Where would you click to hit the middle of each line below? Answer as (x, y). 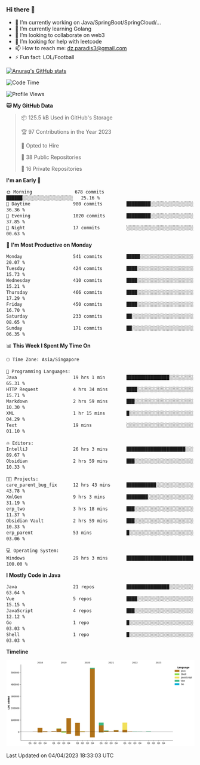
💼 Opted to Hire (40, 146)
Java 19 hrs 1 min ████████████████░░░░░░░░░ (100, 378)
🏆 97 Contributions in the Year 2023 (66, 132)
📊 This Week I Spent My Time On (48, 346)
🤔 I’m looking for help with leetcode (58, 42)
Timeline (17, 652)
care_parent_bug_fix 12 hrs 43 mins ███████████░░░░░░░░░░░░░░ (100, 485)
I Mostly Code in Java (33, 575)
